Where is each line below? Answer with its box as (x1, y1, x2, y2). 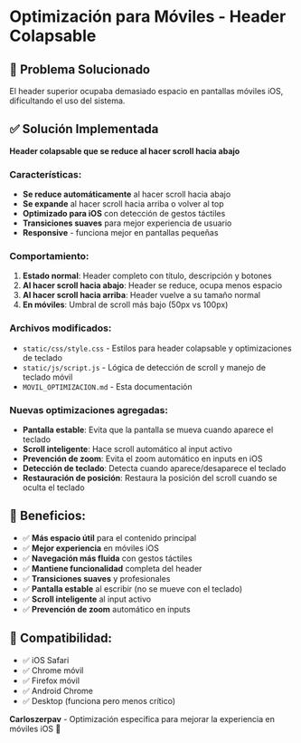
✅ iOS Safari (22, 654, 70, 665)
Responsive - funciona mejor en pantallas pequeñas (22, 227, 219, 238)
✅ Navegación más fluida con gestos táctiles (22, 553, 193, 564)
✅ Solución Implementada (9, 121, 159, 137)
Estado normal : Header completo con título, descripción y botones (22, 270, 273, 282)
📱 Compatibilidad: (9, 631, 113, 646)
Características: (9, 168, 82, 180)
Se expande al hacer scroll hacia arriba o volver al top (22, 198, 224, 209)
